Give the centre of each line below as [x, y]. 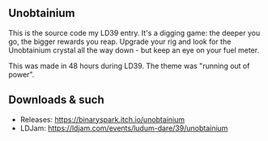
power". [21, 74]
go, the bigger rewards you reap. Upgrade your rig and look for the [120, 41]
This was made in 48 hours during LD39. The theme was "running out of [129, 66]
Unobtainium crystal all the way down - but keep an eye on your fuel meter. [134, 50]
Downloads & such [56, 100]
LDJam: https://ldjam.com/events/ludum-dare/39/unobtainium [124, 128]
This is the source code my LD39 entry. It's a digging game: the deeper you [134, 32]
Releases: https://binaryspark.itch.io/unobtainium [102, 119]
